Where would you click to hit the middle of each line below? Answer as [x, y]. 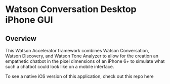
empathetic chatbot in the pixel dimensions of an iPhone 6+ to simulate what [85, 61]
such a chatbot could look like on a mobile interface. [60, 67]
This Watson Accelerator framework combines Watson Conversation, [77, 51]
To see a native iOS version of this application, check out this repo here [79, 76]
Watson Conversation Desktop [71, 9]
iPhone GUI [29, 20]
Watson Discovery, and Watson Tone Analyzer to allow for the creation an [82, 56]
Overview [21, 38]
